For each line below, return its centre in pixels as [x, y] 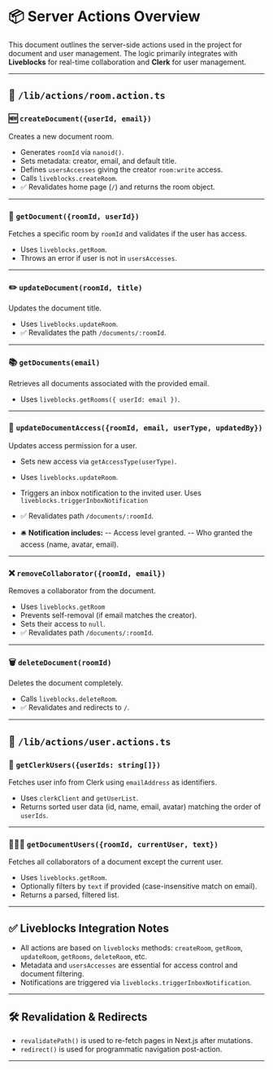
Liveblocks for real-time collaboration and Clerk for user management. [127, 62]
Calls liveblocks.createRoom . [69, 178]
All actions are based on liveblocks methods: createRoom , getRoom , [132, 948]
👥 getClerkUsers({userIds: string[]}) [84, 764]
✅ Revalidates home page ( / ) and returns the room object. [117, 187]
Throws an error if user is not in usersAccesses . [98, 258]
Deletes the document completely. [66, 683]
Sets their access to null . [63, 624]
